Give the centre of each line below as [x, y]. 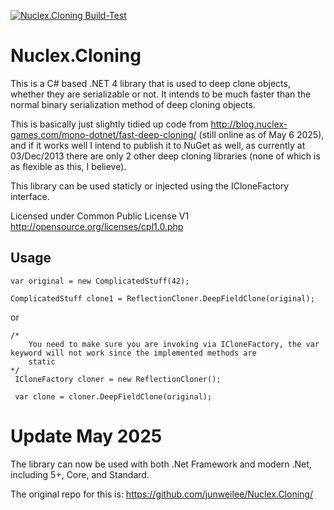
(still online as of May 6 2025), [261, 134]
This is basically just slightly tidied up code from [109, 124]
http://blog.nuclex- [249, 124]
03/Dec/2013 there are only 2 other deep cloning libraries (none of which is [165, 156]
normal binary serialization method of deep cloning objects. [133, 104]
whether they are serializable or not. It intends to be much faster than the [161, 94]
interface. [30, 196]
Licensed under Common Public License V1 [100, 216]
